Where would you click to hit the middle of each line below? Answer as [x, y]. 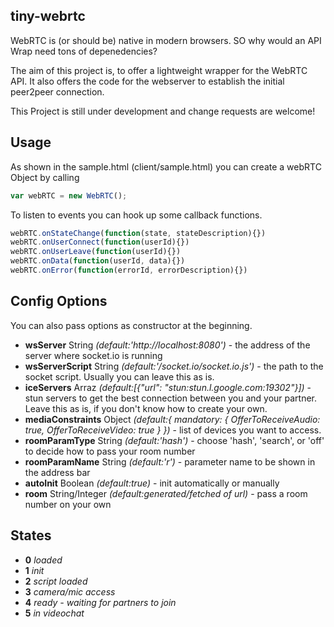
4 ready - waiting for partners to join [100, 602]
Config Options [59, 301]
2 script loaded [56, 581]
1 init [34, 570]
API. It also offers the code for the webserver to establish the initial [147, 81]
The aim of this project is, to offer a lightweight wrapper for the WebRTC [159, 70]
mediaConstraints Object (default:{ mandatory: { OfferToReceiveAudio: [172, 419]
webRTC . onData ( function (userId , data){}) [98, 261]
